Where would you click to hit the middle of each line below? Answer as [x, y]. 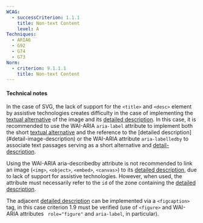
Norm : [13, 62]
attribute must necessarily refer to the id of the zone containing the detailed [101, 183]
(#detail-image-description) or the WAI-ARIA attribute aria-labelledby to [98, 139]
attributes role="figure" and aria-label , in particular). [90, 214]
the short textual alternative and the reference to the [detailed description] [99, 132]
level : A [28, 29]
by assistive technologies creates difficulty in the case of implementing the [100, 113]
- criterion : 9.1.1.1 [39, 68]
